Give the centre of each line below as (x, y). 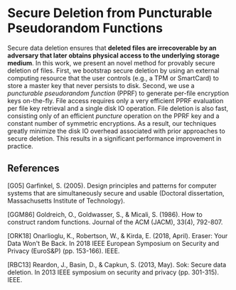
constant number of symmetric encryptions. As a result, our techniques (112, 123)
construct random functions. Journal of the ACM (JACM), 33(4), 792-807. (115, 222)
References (33, 168)
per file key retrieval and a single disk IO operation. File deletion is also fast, (118, 108)
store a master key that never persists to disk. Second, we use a (101, 85)
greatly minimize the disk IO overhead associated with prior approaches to (116, 131)
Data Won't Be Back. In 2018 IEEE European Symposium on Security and (113, 243)
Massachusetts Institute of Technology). (66, 200)
